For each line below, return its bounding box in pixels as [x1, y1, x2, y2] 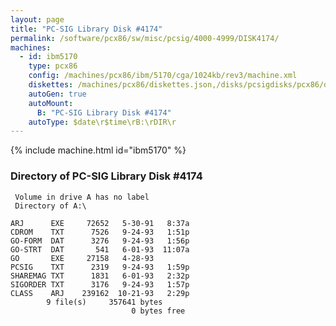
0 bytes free [131, 306, 186, 316]
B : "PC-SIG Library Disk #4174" [36, 107, 172, 118]
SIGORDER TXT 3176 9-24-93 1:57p [10, 279, 190, 290]
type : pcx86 [28, 61, 78, 71]
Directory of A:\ [14, 201, 87, 211]
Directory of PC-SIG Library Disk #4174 [10, 169, 203, 183]
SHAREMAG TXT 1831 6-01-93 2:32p [10, 271, 190, 281]
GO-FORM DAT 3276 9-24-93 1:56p [10, 236, 190, 246]
